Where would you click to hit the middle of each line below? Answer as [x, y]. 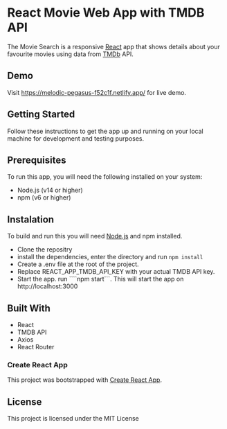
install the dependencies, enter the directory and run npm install [110, 257]
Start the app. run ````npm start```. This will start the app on [100, 279]
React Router [36, 347]
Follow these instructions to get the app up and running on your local [105, 131]
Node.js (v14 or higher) [50, 190]
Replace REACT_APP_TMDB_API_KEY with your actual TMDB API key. [116, 272]
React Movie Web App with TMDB [106, 13]
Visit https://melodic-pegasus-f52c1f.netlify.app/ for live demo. [97, 92]
